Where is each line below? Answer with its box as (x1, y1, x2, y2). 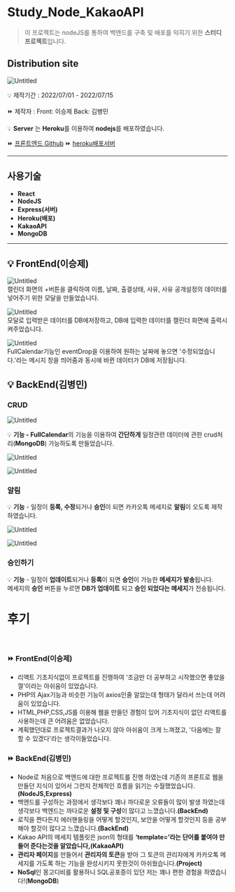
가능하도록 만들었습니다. (48, 439, 114, 448)
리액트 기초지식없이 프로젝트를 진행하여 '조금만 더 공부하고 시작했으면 (17, 673, 206, 681)
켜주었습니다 (7, 325, 42, 334)
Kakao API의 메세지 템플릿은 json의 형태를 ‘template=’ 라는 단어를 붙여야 (17, 833, 218, 842)
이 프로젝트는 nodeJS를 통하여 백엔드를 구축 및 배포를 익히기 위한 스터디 (24, 28, 222, 36)
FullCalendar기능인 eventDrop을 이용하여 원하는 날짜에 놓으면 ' (7, 348, 182, 356)
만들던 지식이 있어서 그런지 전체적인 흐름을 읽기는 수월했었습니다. (17, 782, 195, 790)
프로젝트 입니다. (24, 36, 66, 46)
